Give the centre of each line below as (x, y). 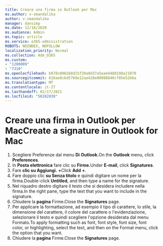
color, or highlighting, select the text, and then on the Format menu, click (85, 228)
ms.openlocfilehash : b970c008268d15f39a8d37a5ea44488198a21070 (71, 74)
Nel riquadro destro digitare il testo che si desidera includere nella (78, 186)
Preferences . (26, 160)
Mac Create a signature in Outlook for (81, 131)
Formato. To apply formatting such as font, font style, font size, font (79, 222)
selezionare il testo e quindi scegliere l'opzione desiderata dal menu (80, 217)
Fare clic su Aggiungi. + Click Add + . (49, 171)
